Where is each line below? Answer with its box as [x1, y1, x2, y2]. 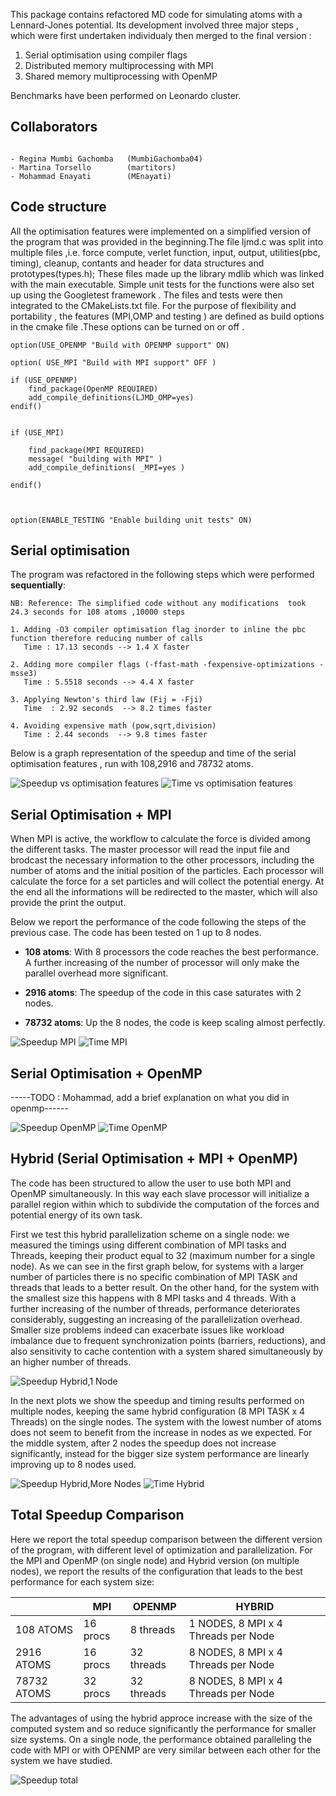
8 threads [129, 1622, 176, 1636]
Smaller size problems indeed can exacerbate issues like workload [10, 1324, 285, 1336]
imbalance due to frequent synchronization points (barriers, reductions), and [10, 1334, 326, 1346]
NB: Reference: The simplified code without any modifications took [10, 599, 307, 609]
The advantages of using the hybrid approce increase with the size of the [10, 1712, 313, 1724]
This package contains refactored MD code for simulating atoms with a [10, 9, 303, 20]
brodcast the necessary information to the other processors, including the [10, 854, 315, 866]
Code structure [10, 199, 107, 216]
